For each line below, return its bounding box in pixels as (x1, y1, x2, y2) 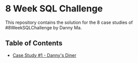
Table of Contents (5, 39, 63, 48)
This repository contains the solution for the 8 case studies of (5, 19, 133, 25)
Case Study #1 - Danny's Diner (12, 52, 77, 58)
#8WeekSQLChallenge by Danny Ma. (5, 24, 82, 30)
